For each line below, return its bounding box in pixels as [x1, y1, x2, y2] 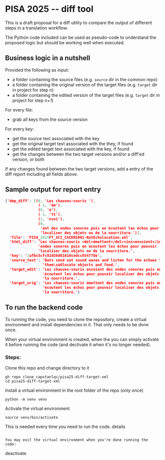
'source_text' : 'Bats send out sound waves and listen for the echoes [9, 258, 157, 262]
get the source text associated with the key [12, 135, 100, 141]
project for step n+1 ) [12, 97, 54, 103]
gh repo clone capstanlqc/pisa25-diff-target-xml [5, 374, 109, 379]
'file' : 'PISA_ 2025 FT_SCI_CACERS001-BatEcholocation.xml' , [9, 235, 133, 240]
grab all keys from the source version [12, 116, 88, 122]
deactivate [5, 451, 27, 457]
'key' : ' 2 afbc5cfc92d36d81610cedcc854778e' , [9, 253, 102, 259]
